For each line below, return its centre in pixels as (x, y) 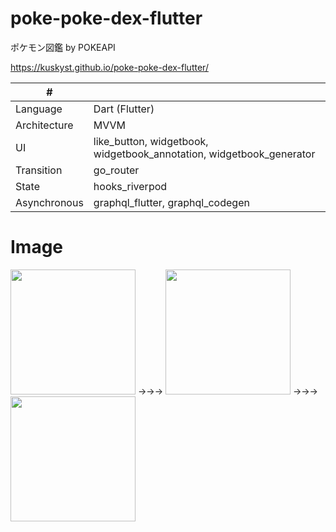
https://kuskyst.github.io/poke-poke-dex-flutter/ (109, 67)
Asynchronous (49, 202)
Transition (39, 170)
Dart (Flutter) (124, 109)
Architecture (44, 125)
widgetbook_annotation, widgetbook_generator (204, 154)
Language (39, 109)
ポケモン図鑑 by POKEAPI (63, 47)
